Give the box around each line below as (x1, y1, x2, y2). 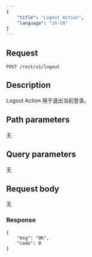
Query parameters (6, 149, 76, 159)
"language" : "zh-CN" (17, 20, 68, 26)
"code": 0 (17, 240, 42, 246)
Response (6, 216, 36, 224)
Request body (6, 184, 60, 194)
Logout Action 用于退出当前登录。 (6, 97, 90, 104)
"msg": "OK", (17, 235, 50, 241)
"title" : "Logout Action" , (17, 14, 84, 20)
